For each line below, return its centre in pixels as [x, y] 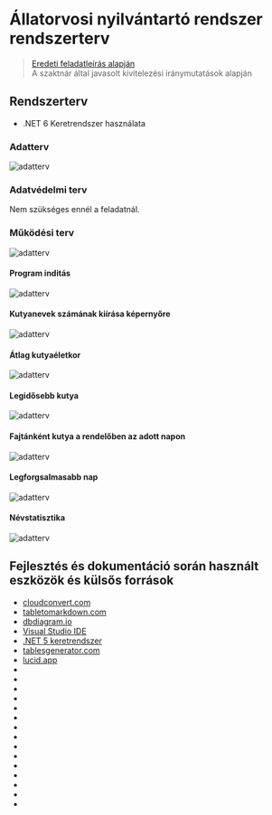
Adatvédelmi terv [48, 190]
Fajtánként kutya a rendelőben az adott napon [98, 436]
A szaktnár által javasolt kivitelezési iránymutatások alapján [142, 73]
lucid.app [40, 660]
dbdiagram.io [47, 621]
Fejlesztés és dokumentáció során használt [134, 566]
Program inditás [40, 273]
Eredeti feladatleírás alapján [83, 63]
